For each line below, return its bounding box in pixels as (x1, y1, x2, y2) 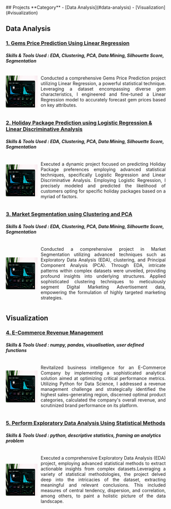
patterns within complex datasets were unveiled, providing (41, 267, 166, 274)
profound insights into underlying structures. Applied (41, 273, 166, 279)
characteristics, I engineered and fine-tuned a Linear (41, 91, 166, 97)
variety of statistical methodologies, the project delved (41, 471, 166, 477)
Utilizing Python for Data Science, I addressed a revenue (41, 381, 166, 387)
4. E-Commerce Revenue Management (6, 329, 104, 336)
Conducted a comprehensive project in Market (41, 246, 166, 252)
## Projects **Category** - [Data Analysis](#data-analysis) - (6, 5, 135, 10)
